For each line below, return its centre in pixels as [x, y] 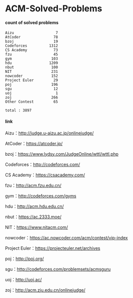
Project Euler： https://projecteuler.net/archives [53, 248]
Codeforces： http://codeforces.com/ [42, 164]
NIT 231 [31, 72]
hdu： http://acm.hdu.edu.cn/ [34, 206]
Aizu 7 [31, 33]
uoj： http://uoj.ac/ [24, 279]
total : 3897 [18, 111]
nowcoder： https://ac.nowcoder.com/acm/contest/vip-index [66, 237]
